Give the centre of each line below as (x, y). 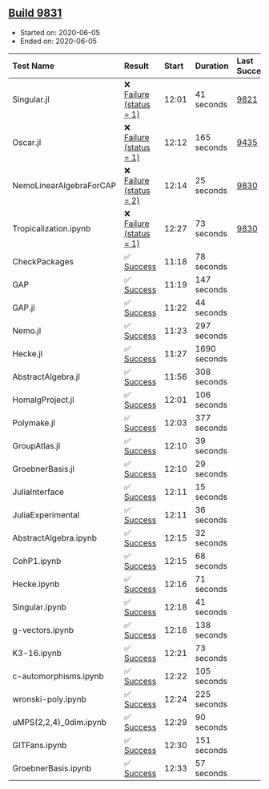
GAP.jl (24, 308)
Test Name (33, 66)
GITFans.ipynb (40, 745)
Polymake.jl (34, 422)
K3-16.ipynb (37, 653)
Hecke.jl (28, 353)
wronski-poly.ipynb (49, 698)
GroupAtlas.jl (36, 445)
